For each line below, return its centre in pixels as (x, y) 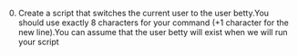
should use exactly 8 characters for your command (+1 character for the (153, 23)
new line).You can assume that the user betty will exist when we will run (153, 32)
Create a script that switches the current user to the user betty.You (144, 13)
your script (38, 42)
